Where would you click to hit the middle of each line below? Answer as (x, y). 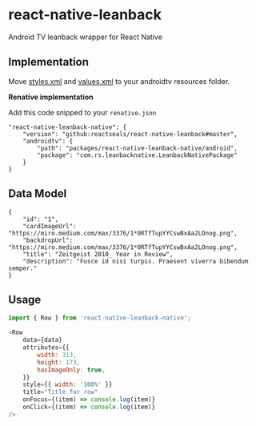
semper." (23, 268)
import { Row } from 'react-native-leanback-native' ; (100, 318)
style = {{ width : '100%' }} (68, 385)
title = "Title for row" (60, 392)
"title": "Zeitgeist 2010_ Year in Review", (98, 254)
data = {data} (42, 340)
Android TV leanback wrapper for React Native (85, 37)
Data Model (38, 194)
